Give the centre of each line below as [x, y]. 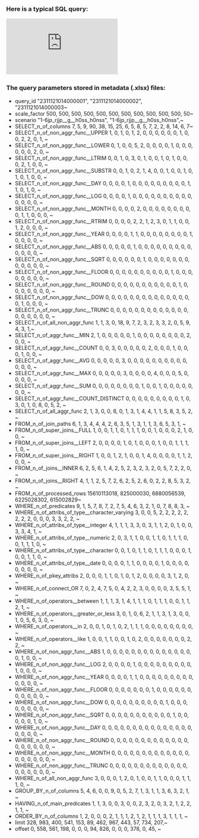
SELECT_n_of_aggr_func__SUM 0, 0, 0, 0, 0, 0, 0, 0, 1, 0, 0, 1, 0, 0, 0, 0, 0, [104, 385]
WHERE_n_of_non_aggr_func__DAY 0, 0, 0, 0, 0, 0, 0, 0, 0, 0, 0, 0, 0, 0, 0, [104, 727]
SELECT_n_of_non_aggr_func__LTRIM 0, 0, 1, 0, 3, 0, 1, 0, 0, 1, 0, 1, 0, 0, [101, 158]
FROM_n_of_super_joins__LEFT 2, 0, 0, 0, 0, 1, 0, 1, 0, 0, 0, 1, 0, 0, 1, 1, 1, [102, 443]
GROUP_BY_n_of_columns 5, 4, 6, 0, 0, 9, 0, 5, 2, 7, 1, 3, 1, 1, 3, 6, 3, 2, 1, [102, 790]
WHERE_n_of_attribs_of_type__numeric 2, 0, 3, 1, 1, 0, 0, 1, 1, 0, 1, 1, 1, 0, [102, 537]
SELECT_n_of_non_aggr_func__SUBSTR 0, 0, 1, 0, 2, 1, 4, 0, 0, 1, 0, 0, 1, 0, [104, 170]
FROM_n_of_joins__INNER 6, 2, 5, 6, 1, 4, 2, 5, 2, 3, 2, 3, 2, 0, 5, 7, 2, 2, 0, [103, 468]
